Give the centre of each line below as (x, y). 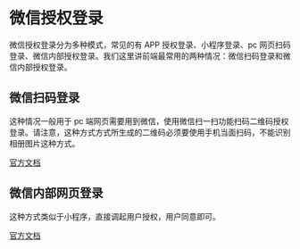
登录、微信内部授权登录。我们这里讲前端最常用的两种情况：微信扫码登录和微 (150, 55)
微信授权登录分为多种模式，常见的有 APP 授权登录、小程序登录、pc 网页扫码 (150, 45)
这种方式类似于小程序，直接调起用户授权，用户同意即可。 (115, 216)
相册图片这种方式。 (45, 143)
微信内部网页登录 (56, 193)
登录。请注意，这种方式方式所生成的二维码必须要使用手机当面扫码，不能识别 (150, 132)
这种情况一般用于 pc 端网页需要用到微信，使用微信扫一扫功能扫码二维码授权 (149, 120)
